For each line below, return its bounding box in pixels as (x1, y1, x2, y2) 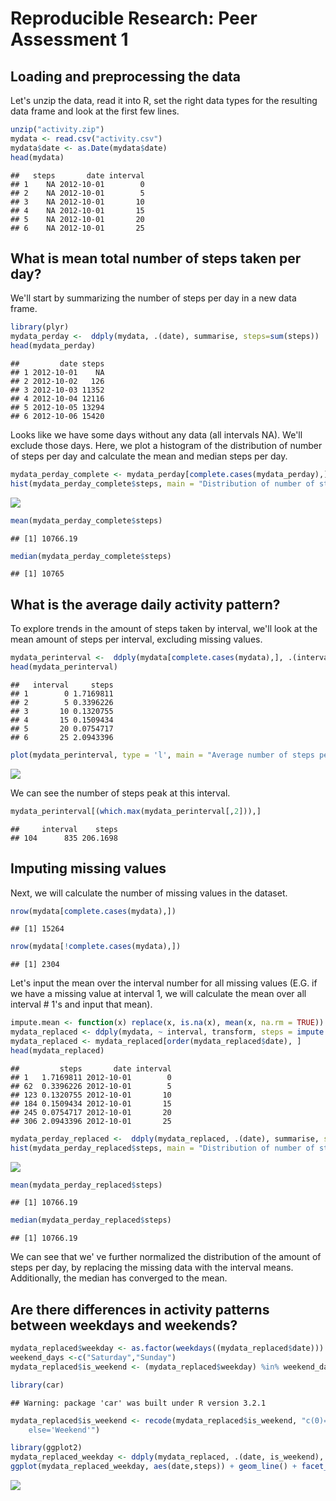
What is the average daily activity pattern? (10, 596, 281, 613)
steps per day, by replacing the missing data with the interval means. (10, 1262, 294, 1274)
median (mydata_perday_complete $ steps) (10, 551, 172, 561)
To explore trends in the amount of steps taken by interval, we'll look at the (10, 623, 318, 635)
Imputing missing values (10, 860, 167, 877)
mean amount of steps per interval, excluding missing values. (10, 633, 263, 646)
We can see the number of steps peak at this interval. (10, 787, 231, 799)
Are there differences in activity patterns (10, 1301, 270, 1318)
